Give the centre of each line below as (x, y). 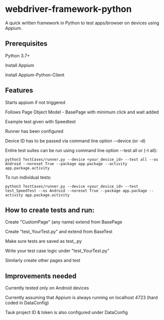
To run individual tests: (28, 177)
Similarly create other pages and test (43, 261)
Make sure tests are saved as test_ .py (44, 241)
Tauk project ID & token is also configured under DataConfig (66, 313)
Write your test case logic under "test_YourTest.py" (57, 251)
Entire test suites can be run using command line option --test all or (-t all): (81, 150)
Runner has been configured (34, 131)
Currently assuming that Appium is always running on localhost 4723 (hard (82, 298)
